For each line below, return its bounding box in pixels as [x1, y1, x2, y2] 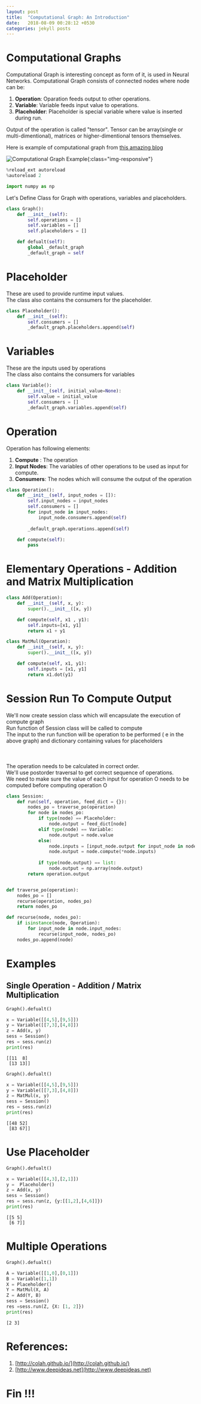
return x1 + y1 [28, 628, 66, 634]
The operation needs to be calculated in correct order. [6, 762, 140, 769]
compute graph [6, 718, 44, 725]
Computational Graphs [6, 51, 121, 65]
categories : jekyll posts [6, 25, 71, 32]
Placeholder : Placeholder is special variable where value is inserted [14, 108, 182, 115]
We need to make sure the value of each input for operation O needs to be [6, 775, 190, 782]
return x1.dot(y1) [28, 671, 74, 678]
